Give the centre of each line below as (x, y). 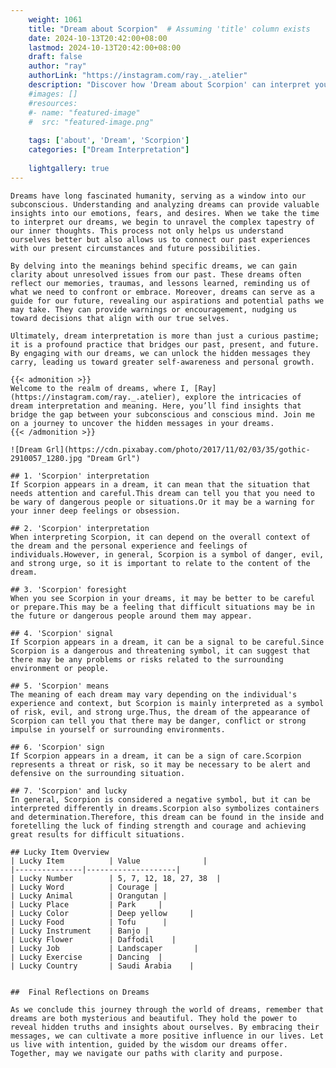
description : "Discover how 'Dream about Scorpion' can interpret (169, 85)
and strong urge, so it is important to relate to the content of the (160, 563)
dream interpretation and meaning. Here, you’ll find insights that (156, 406)
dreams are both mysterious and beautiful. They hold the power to (154, 1018)
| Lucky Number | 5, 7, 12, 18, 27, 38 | (116, 878)
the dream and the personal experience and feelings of (129, 546)
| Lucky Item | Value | (109, 861)
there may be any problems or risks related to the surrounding (147, 659)
